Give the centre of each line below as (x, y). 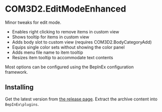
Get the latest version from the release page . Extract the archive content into (81, 99)
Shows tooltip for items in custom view (51, 37)
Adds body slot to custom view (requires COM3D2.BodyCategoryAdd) (82, 42)
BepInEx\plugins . (22, 104)
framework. (16, 72)
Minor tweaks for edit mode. (33, 22)
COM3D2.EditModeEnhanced (66, 9)
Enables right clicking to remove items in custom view (66, 32)
